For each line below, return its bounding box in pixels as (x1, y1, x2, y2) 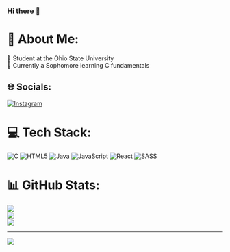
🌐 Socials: (7, 81, 52, 93)
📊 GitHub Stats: (7, 177, 101, 192)
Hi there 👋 (7, 6, 41, 16)
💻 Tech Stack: (7, 125, 92, 140)
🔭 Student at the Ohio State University (7, 54, 114, 62)
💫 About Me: (7, 32, 79, 47)
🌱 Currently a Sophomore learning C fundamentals (7, 61, 150, 69)
